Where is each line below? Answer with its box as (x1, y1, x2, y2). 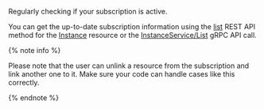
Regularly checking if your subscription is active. (8, 7, 169, 16)
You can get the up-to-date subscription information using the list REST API (8, 22, 256, 31)
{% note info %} (8, 46, 61, 54)
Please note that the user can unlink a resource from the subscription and (8, 61, 250, 70)
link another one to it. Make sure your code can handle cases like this (8, 70, 235, 78)
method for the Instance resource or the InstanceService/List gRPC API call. (8, 31, 257, 39)
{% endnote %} (8, 93, 60, 102)
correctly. (8, 78, 40, 87)
